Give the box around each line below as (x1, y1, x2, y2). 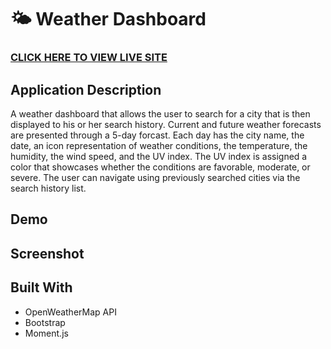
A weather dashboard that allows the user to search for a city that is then (10, 107, 311, 120)
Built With (10, 279, 73, 296)
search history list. (10, 182, 87, 194)
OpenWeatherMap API (24, 306, 117, 318)
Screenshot (10, 245, 85, 262)
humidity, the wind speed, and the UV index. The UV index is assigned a (10, 150, 308, 162)
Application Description (10, 81, 162, 98)
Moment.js (24, 327, 69, 339)
